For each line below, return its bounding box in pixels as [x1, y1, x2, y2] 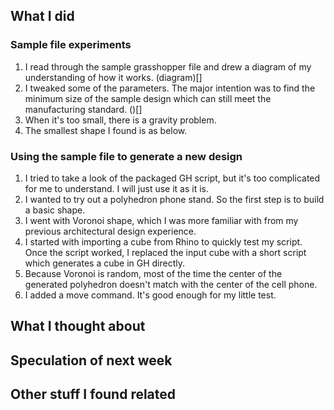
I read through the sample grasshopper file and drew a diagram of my [24, 60, 312, 73]
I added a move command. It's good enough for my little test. [24, 289, 277, 301]
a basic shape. [24, 204, 86, 216]
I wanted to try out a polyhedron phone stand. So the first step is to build [24, 193, 325, 205]
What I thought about [10, 318, 146, 335]
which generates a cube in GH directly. [24, 257, 186, 269]
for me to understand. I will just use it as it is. [24, 182, 210, 194]
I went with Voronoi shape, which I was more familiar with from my [24, 214, 299, 226]
